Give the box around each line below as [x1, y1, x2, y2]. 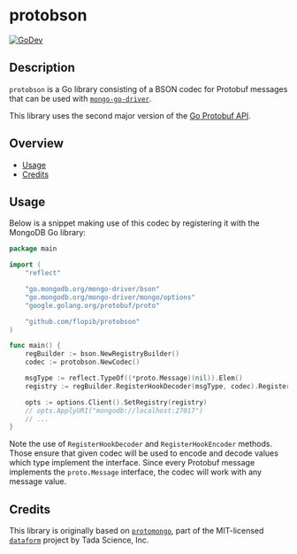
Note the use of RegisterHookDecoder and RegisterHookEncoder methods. [9, 439, 273, 450]
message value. [9, 476, 67, 487]
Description [9, 60, 75, 75]
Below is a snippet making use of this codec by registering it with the [9, 218, 260, 228]
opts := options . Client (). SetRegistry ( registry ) [25, 397, 208, 407]
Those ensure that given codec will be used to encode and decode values [9, 448, 278, 458]
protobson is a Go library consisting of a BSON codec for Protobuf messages [9, 83, 288, 94]
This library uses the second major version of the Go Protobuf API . [9, 110, 252, 120]
